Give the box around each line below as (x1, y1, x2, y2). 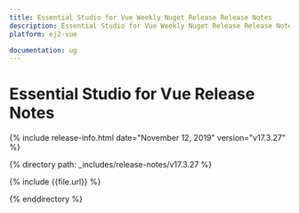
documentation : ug (9, 45, 77, 54)
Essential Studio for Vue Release (9, 84, 255, 104)
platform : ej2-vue (9, 29, 77, 38)
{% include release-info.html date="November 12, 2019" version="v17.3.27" (9, 133, 287, 143)
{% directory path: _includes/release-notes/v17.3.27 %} (9, 160, 213, 170)
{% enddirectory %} (9, 193, 83, 205)
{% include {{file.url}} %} (9, 176, 101, 187)
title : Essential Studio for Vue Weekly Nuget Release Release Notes (9, 12, 273, 22)
